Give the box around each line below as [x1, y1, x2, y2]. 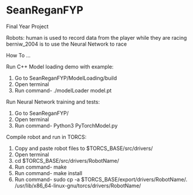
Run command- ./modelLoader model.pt [14, 87, 112, 94]
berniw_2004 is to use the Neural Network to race [6, 40, 127, 47]
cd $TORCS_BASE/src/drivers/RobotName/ [14, 157, 119, 164]
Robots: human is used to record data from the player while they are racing [6, 34, 187, 41]
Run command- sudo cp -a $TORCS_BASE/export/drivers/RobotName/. [14, 176, 188, 183]
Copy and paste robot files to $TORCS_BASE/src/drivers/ [14, 145, 153, 152]
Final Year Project [6, 23, 49, 30]
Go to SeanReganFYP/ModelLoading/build [14, 74, 117, 81]
